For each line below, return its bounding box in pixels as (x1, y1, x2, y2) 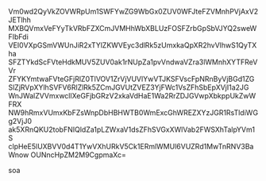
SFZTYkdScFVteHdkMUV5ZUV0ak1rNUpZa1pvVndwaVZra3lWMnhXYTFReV (8, 57, 258, 67)
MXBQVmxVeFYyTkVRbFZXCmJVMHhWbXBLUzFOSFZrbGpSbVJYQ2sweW (8, 24, 257, 33)
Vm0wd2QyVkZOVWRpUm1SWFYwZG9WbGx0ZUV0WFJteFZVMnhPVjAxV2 (8, 7, 259, 16)
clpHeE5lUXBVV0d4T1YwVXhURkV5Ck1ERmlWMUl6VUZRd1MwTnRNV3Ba (8, 142, 254, 151)
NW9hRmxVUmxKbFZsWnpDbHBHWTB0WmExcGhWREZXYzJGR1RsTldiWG (8, 108, 259, 117)
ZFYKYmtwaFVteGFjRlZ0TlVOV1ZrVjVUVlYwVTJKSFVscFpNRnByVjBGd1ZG (8, 75, 255, 83)
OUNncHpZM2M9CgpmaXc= (30, 150, 127, 160)
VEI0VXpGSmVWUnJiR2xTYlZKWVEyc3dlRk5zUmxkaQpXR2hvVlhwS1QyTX (8, 40, 257, 50)
